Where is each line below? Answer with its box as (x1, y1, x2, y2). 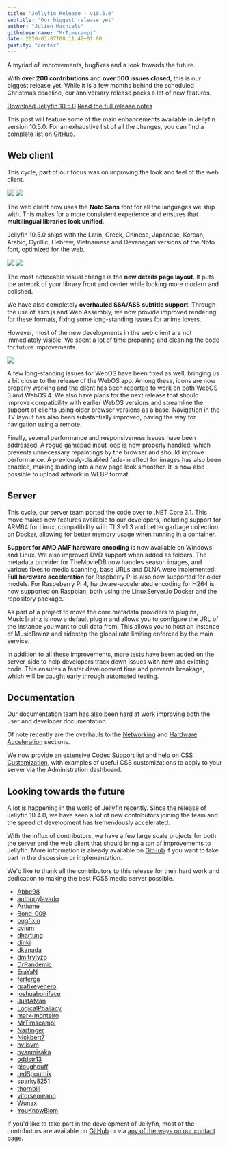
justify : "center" (7, 42, 59, 49)
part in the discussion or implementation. (7, 854, 122, 862)
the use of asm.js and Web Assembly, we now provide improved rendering (7, 307, 217, 316)
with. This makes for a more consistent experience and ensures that (7, 210, 199, 218)
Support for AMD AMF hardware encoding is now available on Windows (7, 543, 213, 551)
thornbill (16, 1084, 41, 1093)
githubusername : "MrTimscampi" (7, 29, 96, 36)
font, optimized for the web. (7, 245, 85, 253)
